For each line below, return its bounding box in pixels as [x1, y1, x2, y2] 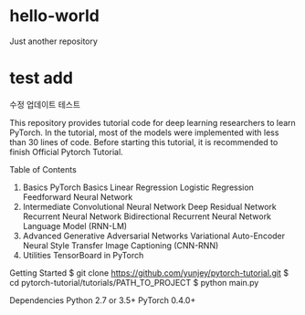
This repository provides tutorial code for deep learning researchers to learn [9, 117, 297, 128]
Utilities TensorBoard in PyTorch [22, 249, 144, 260]
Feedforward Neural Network [22, 191, 133, 202]
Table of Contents [9, 163, 78, 174]
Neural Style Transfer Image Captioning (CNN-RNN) [22, 239, 219, 251]
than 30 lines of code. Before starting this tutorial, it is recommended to [9, 136, 279, 147]
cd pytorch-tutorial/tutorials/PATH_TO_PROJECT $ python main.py [9, 277, 259, 288]
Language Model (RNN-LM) [22, 220, 128, 231]
